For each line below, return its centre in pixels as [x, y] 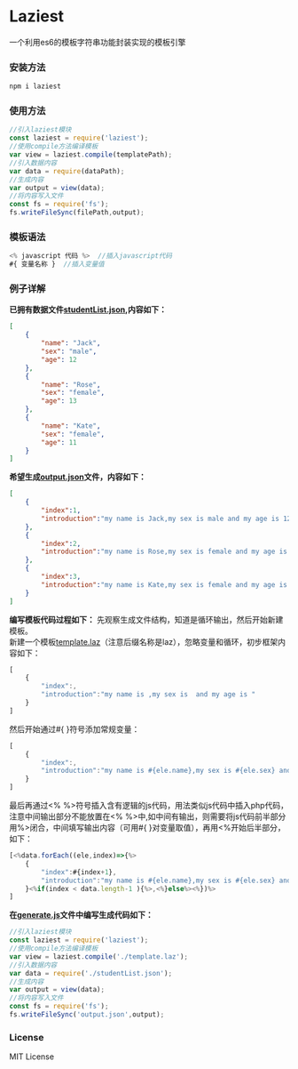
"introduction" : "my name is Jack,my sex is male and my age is [160, 518]
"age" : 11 [59, 442]
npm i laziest [35, 86]
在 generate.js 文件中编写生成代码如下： [81, 915]
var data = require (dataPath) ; [67, 171]
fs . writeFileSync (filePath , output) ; [77, 213]
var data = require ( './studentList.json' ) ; [91, 973]
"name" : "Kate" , [71, 426]
